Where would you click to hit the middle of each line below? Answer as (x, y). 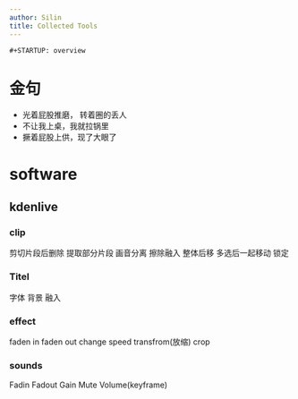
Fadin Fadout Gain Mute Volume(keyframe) (89, 385)
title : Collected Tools (54, 26)
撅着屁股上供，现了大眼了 (69, 137)
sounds (26, 365)
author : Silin (36, 17)
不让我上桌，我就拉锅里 (65, 126)
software (43, 174)
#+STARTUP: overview (48, 50)
